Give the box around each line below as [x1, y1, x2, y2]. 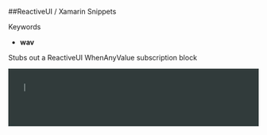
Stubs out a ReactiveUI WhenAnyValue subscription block [8, 53, 197, 62]
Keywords [8, 22, 41, 31]
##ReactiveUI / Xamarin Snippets [8, 7, 117, 16]
